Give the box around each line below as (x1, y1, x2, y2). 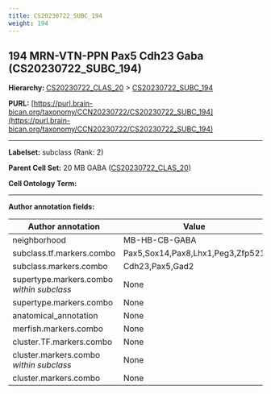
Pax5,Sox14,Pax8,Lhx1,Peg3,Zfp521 (123, 247, 266, 259)
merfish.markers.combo (12, 323, 103, 334)
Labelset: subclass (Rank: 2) (8, 147, 104, 157)
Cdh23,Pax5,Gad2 (123, 261, 194, 272)
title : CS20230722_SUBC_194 (8, 11, 103, 20)
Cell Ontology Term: (8, 179, 77, 189)
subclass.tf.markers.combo (12, 247, 115, 259)
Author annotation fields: (8, 202, 95, 212)
